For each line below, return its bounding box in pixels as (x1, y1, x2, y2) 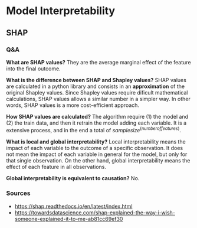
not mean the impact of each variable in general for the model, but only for (6, 151, 188, 158)
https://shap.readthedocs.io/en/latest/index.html (14, 203, 133, 210)
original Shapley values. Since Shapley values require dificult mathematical (6, 89, 188, 96)
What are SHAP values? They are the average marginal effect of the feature (6, 58, 191, 66)
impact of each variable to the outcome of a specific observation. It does (6, 144, 183, 151)
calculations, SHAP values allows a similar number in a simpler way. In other (6, 95, 191, 102)
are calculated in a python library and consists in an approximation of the (6, 83, 185, 90)
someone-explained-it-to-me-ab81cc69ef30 (14, 215, 123, 222)
